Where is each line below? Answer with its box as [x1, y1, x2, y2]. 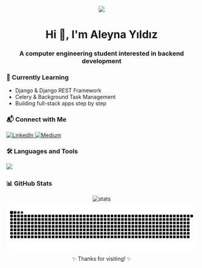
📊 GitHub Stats [6, 179, 53, 187]
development [81, 57, 122, 65]
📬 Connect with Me [6, 115, 67, 124]
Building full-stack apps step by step [15, 100, 107, 107]
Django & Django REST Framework [15, 87, 102, 94]
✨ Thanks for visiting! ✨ [71, 255, 132, 263]
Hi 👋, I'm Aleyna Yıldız [45, 28, 158, 42]
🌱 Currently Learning [6, 73, 69, 82]
